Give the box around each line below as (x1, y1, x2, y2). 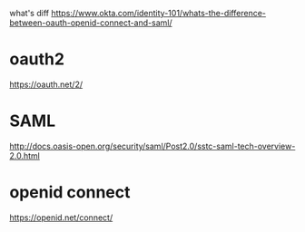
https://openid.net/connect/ (9, 212, 113, 223)
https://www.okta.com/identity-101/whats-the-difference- (51, 8, 266, 18)
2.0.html (9, 150, 41, 161)
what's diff (9, 8, 50, 18)
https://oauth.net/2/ (9, 79, 84, 90)
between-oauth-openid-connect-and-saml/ (9, 17, 172, 28)
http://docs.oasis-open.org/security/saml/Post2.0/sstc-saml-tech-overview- (9, 140, 296, 151)
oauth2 (9, 49, 65, 70)
